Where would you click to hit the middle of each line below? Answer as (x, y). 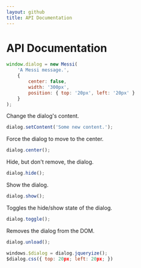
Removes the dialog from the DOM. (50, 231)
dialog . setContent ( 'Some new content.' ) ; (60, 127)
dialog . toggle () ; (28, 219)
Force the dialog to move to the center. (55, 139)
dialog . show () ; (26, 196)
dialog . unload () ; (28, 242)
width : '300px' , (49, 87)
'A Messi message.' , (43, 70)
